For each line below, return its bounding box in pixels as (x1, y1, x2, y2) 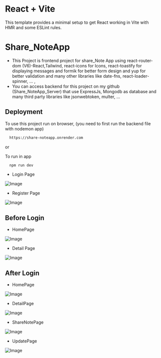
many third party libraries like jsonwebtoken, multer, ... (12, 94, 120, 99)
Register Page (12, 190, 40, 196)
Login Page (12, 171, 35, 178)
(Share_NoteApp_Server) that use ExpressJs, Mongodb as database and (12, 88, 157, 94)
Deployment (5, 108, 43, 116)
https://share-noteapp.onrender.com (9, 135, 83, 140)
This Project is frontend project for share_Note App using (12, 57, 126, 64)
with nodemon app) (5, 126, 44, 131)
